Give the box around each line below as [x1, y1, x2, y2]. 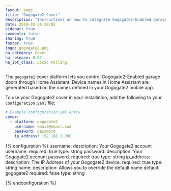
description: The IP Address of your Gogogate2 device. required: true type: [5, 159, 163, 165]
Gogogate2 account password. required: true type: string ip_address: [5, 154, 150, 160]
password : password [14, 129, 56, 134]
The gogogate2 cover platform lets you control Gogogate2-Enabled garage [5, 74, 160, 80]
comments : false [5, 31, 40, 36]
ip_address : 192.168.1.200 [14, 133, 72, 138]
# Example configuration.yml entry [5, 110, 81, 115]
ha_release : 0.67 [5, 55, 42, 60]
